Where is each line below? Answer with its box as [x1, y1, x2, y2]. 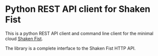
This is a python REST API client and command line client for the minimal [5, 30, 154, 36]
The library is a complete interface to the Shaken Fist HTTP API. [5, 45, 136, 51]
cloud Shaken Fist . [5, 36, 43, 42]
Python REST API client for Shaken [5, 3, 151, 15]
